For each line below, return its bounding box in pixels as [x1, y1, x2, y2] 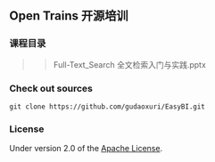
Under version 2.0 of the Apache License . [9, 143, 163, 154]
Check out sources [9, 82, 94, 94]
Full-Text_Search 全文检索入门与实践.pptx [53, 59, 207, 69]
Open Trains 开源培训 [9, 8, 128, 24]
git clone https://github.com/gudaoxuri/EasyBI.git [9, 101, 205, 111]
